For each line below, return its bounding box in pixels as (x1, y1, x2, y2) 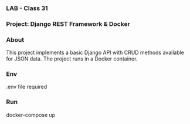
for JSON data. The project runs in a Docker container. (6, 55, 138, 62)
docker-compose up (6, 111, 56, 118)
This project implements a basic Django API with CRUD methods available (6, 49, 185, 56)
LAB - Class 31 (6, 4, 48, 12)
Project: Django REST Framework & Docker (6, 19, 130, 28)
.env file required (6, 83, 48, 91)
